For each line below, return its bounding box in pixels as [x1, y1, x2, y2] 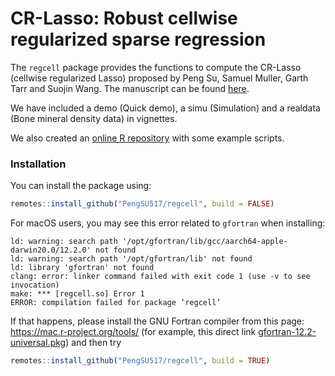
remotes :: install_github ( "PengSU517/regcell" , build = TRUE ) [10, 356, 271, 366]
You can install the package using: [10, 180, 152, 192]
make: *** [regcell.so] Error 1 [10, 289, 145, 299]
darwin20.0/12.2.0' [10, 245, 92, 256]
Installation [10, 157, 67, 171]
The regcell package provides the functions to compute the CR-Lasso [10, 61, 302, 73]
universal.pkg [10, 337, 67, 349]
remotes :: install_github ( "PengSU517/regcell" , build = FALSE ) [10, 199, 275, 209]
